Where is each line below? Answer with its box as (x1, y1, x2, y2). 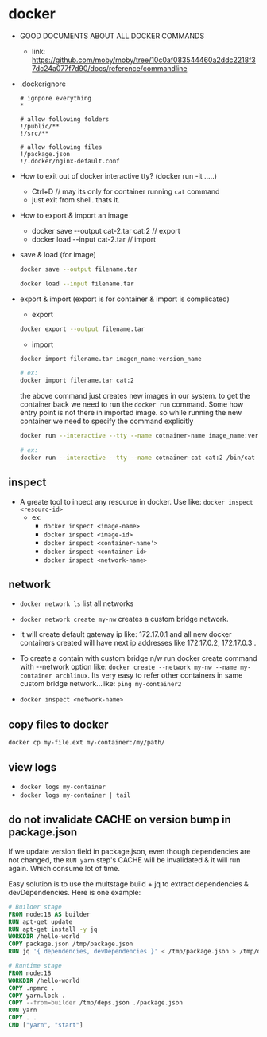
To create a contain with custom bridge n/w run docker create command (19, 654, 257, 663)
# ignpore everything (19, 94, 91, 102)
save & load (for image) (19, 249, 97, 259)
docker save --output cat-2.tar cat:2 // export (31, 226, 180, 235)
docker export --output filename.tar (19, 324, 145, 333)
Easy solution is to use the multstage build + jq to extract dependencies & (8, 878, 249, 889)
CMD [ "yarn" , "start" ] (8, 1021, 83, 1029)
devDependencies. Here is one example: (8, 887, 141, 897)
